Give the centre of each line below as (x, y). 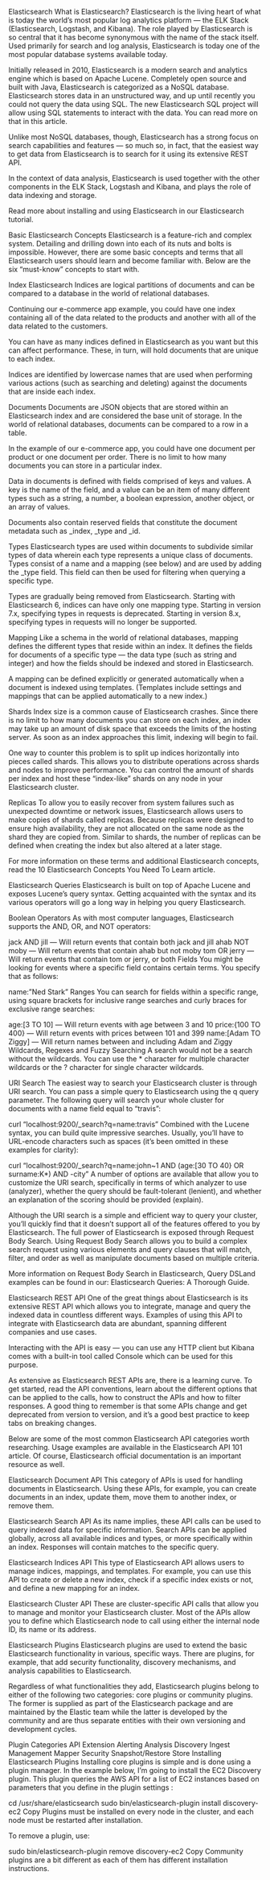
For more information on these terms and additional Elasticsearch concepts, (134, 861)
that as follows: (33, 976)
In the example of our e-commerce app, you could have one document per (132, 448)
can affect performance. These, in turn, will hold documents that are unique (133, 350)
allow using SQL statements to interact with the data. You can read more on (133, 113)
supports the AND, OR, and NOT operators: (80, 926)
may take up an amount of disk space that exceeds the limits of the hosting (133, 729)
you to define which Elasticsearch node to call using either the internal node (134, 1621)
